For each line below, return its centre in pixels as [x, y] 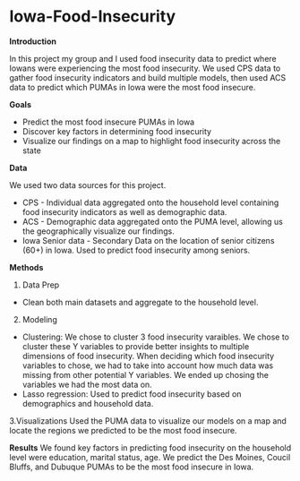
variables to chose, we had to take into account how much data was [148, 365]
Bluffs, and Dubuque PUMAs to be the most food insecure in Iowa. [132, 467]
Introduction [33, 41]
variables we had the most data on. [87, 384]
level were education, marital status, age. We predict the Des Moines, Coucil [150, 457]
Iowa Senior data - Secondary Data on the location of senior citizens [148, 240]
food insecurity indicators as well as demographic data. [124, 211]
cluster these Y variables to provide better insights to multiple [136, 346]
